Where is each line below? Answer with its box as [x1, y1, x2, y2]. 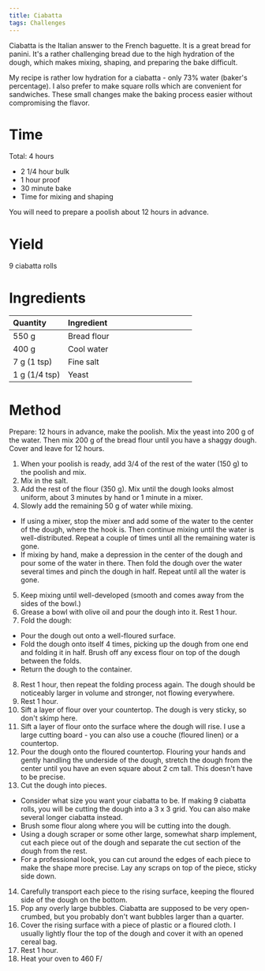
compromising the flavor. [9, 98, 90, 107]
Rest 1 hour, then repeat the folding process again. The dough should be [20, 680, 256, 690]
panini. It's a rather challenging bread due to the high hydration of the [9, 49, 235, 58]
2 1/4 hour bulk [20, 167, 70, 176]
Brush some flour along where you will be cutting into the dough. [20, 821, 231, 830]
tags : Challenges [9, 19, 66, 27]
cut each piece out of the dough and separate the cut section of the [20, 838, 241, 848]
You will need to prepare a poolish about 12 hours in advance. [9, 207, 210, 217]
